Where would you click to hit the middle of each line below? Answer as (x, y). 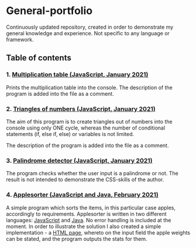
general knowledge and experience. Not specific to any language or (88, 33)
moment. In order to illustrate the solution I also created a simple (84, 226)
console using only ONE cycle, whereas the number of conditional (86, 128)
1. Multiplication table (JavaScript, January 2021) (77, 74)
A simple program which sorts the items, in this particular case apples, (91, 208)
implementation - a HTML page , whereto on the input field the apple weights (98, 232)
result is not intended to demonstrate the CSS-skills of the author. (85, 179)
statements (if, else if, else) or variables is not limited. (70, 134)
